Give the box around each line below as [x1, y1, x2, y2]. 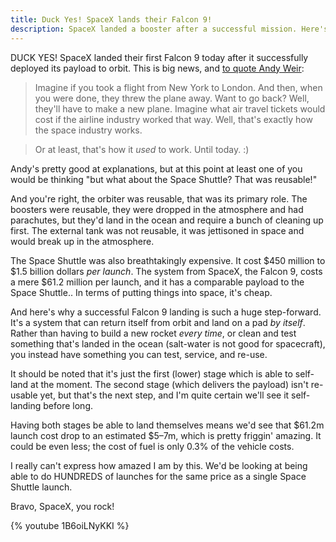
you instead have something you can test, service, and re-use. [10, 348, 268, 360]
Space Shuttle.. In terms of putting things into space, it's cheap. [10, 286, 273, 298]
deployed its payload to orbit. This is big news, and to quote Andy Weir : [10, 62, 305, 74]
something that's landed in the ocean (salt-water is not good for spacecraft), [10, 337, 326, 350]
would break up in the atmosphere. [10, 235, 155, 247]
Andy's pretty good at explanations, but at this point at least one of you [10, 162, 303, 175]
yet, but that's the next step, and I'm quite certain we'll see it [39, 389, 290, 401]
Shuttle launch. [10, 481, 73, 493]
